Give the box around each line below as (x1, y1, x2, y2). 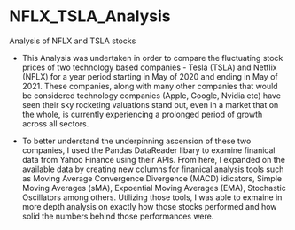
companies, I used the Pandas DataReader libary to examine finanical (21, 144, 276, 156)
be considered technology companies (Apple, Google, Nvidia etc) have (21, 90, 282, 101)
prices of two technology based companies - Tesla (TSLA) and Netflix (21, 62, 277, 73)
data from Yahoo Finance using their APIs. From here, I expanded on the (21, 154, 286, 165)
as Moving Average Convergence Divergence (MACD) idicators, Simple (21, 172, 282, 183)
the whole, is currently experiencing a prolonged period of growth (21, 109, 263, 119)
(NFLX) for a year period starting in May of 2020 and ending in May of (21, 71, 278, 81)
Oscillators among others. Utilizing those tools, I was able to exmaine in (21, 192, 283, 203)
